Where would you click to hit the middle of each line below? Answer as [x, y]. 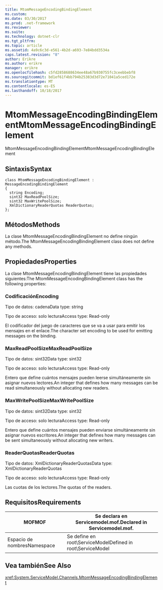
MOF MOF [35, 522]
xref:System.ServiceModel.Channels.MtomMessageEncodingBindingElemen [81, 577]
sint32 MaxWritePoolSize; [36, 202]
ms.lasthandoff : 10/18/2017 [33, 91]
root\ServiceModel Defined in [100, 542]
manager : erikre [21, 68]
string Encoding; [27, 193]
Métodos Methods [33, 225]
